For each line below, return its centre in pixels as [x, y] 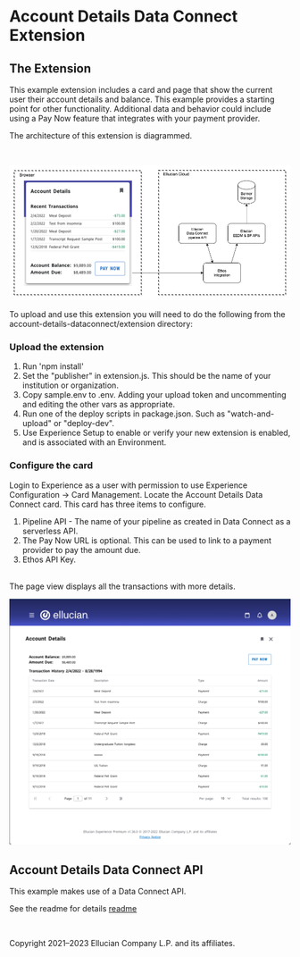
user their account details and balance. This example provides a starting [142, 99]
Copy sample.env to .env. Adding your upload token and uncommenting [154, 395]
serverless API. [50, 531]
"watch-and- [251, 414]
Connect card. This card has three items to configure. [108, 504]
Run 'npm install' [53, 366]
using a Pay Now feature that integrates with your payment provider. [135, 118]
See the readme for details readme [73, 909]
